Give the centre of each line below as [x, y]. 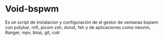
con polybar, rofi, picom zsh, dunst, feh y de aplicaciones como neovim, [78, 27]
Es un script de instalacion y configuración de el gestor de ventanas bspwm [82, 22]
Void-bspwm [32, 9]
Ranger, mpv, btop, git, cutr [33, 32]
